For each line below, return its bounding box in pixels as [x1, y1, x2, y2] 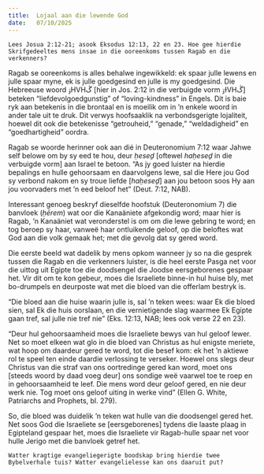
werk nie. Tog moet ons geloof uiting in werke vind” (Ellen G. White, [8, 387, 228, 397]
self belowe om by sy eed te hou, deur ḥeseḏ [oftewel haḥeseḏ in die [8, 150, 232, 160]
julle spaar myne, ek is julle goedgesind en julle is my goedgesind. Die [8, 76, 236, 86]
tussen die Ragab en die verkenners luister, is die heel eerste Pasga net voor [8, 257, 257, 266]
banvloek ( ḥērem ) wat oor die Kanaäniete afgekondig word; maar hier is [8, 208, 241, 217]
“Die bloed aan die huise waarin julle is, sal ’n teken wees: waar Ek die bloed [8, 297, 255, 306]
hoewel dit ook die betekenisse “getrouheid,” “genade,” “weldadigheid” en [8, 119, 249, 128]
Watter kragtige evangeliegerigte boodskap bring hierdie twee [8, 451, 221, 459]
